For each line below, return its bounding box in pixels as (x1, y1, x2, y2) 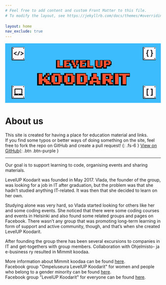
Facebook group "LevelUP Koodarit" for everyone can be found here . (5, 274, 146, 280)
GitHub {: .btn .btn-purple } (5, 148, 59, 154)
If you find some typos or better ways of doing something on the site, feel (5, 137, 155, 143)
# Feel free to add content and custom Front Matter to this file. (5, 8, 147, 13)
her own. (5, 192, 23, 198)
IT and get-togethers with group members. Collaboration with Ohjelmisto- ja (5, 243, 160, 249)
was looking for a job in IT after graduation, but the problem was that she (5, 182, 154, 188)
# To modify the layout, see (5, 13, 65, 18)
